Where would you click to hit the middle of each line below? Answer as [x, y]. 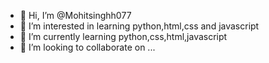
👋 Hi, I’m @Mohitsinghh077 [75, 15]
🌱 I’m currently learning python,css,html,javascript [123, 36]
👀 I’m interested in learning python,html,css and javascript [139, 26]
